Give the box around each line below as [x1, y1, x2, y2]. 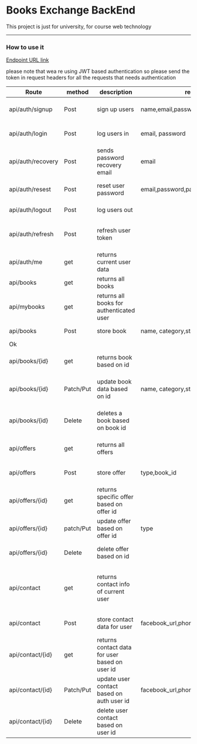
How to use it [6, 43, 44, 51]
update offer [96, 517, 131, 526]
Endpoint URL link [6, 56, 49, 63]
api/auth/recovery [9, 157, 59, 166]
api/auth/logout [9, 206, 52, 214]
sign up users [96, 105, 134, 113]
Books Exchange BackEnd [6, 4, 136, 17]
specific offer [96, 493, 134, 501]
